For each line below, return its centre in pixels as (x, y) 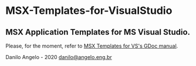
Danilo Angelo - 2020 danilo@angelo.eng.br (59, 57)
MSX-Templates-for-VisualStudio (89, 11)
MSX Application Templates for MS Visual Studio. (98, 32)
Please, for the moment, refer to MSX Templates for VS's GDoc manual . (92, 46)
